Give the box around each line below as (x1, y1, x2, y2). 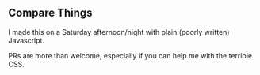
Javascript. (8, 36, 45, 45)
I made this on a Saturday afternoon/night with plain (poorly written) (8, 27, 230, 36)
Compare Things (8, 6, 93, 20)
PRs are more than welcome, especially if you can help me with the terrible (8, 51, 252, 60)
